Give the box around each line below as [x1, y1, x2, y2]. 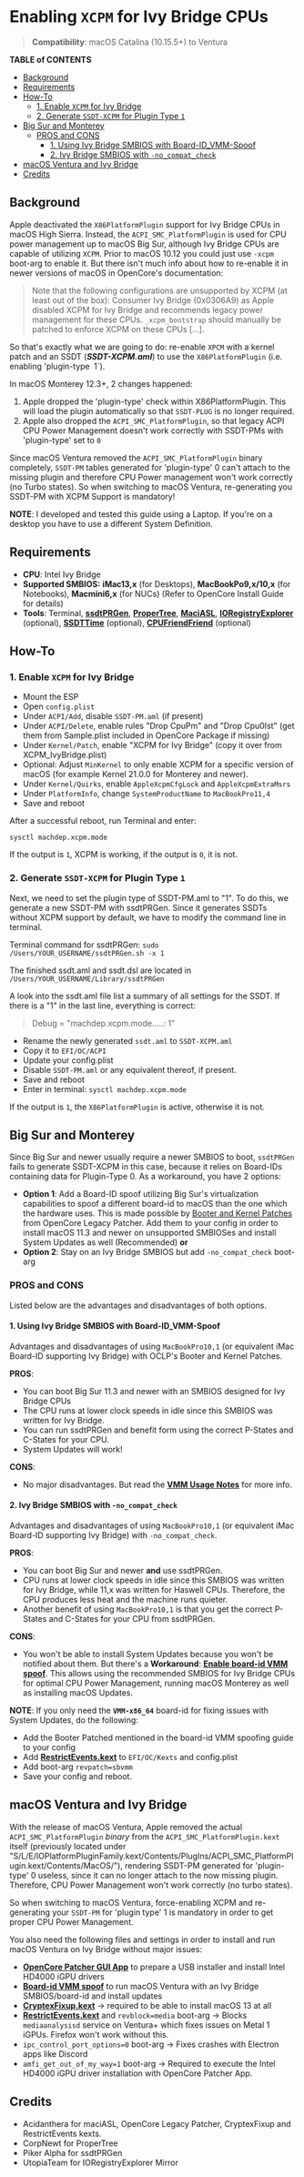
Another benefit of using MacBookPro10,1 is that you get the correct [22, 1604, 273, 1615]
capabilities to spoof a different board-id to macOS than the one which [22, 1199, 289, 1210]
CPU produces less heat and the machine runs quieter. [22, 1595, 228, 1605]
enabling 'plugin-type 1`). [9, 360, 106, 371]
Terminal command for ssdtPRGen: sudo [9, 939, 159, 950]
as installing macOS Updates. [22, 1687, 134, 1698]
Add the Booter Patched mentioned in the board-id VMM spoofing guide [22, 1732, 294, 1744]
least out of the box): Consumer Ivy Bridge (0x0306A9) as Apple [31, 294, 275, 306]
